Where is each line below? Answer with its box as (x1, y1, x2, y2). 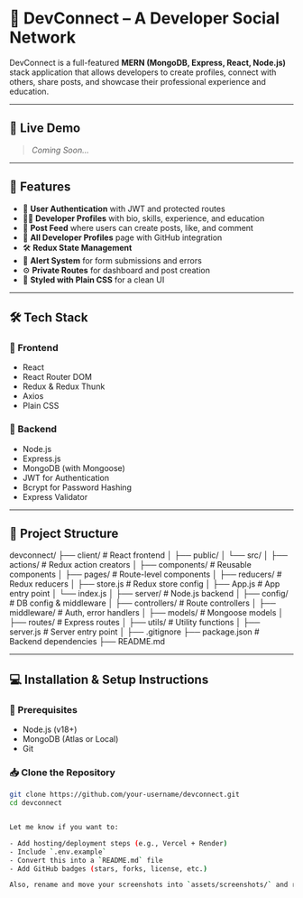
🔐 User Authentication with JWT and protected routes (22, 203, 225, 214)
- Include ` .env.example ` (9, 847, 106, 856)
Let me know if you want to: (9, 823, 119, 832)
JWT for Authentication (22, 472, 110, 483)
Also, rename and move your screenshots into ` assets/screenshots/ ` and (9, 880, 289, 890)
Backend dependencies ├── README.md (9, 636, 165, 647)
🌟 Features (9, 180, 71, 195)
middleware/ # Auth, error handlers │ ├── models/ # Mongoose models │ (9, 607, 284, 618)
